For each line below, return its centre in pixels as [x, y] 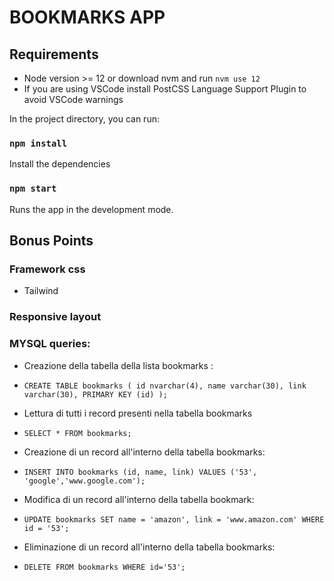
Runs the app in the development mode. [91, 209]
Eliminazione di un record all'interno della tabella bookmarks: [149, 547]
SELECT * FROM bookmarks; [77, 433]
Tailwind [41, 291]
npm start [33, 189]
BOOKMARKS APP [87, 17]
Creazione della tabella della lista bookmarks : [118, 365]
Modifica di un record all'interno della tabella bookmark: [139, 499]
